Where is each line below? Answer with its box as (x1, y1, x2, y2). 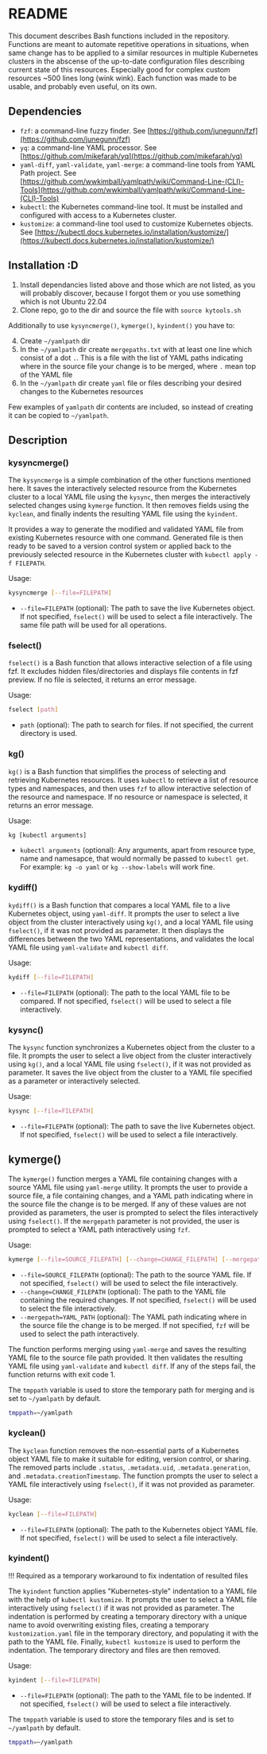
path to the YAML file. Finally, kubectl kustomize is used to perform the (8, 1636, 241, 1646)
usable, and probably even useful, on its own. (8, 81, 157, 91)
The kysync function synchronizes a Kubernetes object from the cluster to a (8, 1042, 256, 1051)
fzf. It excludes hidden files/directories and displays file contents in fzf (8, 667, 238, 676)
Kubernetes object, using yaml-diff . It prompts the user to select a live (8, 908, 240, 918)
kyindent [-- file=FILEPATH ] (8, 1676, 102, 1684)
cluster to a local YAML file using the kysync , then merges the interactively (8, 492, 251, 501)
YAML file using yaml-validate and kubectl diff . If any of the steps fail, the (8, 1361, 256, 1371)
